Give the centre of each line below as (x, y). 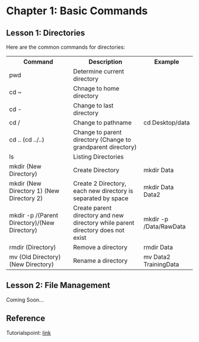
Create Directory (96, 170)
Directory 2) (26, 198)
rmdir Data (158, 247)
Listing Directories (99, 157)
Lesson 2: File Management (58, 285)
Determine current (99, 71)
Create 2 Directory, (100, 183)
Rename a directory (100, 261)
